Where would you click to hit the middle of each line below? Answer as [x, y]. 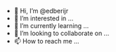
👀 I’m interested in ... [44, 18]
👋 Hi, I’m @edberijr [41, 11]
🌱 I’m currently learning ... [51, 26]
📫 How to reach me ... [46, 41]
